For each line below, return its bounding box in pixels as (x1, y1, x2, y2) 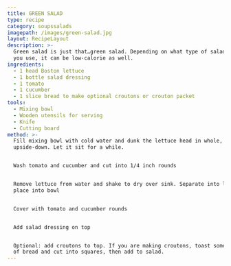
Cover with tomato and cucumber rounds (13, 205, 128, 213)
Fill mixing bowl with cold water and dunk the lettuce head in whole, (13, 138, 223, 145)
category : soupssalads (7, 23, 72, 29)
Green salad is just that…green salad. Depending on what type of (13, 49, 208, 56)
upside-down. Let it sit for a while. (13, 144, 125, 151)
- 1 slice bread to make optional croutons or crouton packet (13, 93, 195, 100)
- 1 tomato (13, 80, 45, 87)
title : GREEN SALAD (7, 10, 63, 17)
